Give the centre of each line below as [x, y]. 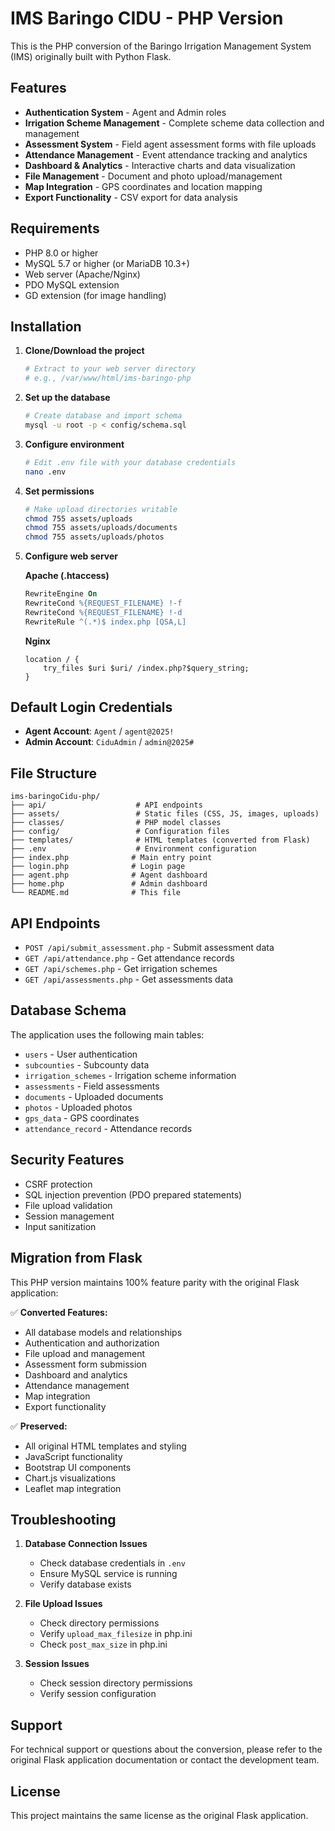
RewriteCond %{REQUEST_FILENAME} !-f [103, 603]
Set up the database [67, 398]
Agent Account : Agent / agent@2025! [99, 731]
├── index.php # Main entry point [111, 858]
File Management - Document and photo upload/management [153, 176]
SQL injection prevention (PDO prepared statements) [133, 1194]
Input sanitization [60, 1226]
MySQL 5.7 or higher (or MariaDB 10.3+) [107, 263]
